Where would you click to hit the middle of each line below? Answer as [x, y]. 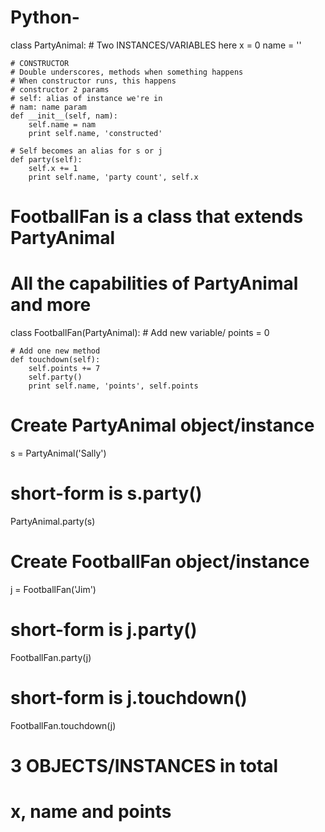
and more [51, 305]
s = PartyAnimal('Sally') [58, 453]
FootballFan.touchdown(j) [63, 725]
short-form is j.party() [104, 630]
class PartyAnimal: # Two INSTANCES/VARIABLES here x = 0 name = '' [156, 45]
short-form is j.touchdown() [129, 698]
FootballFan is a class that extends [157, 217]
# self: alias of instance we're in [86, 98]
